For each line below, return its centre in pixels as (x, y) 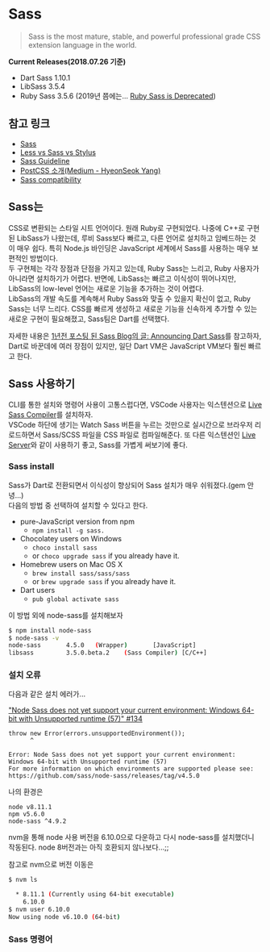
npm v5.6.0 (27, 814)
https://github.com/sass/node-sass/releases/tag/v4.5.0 (104, 776)
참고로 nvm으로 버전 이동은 (51, 865)
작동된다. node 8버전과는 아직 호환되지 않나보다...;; (89, 847)
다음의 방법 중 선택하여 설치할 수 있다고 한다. (78, 505)
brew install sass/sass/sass (81, 574)
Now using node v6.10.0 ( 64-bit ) (64, 917)
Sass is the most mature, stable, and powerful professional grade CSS (144, 36)
